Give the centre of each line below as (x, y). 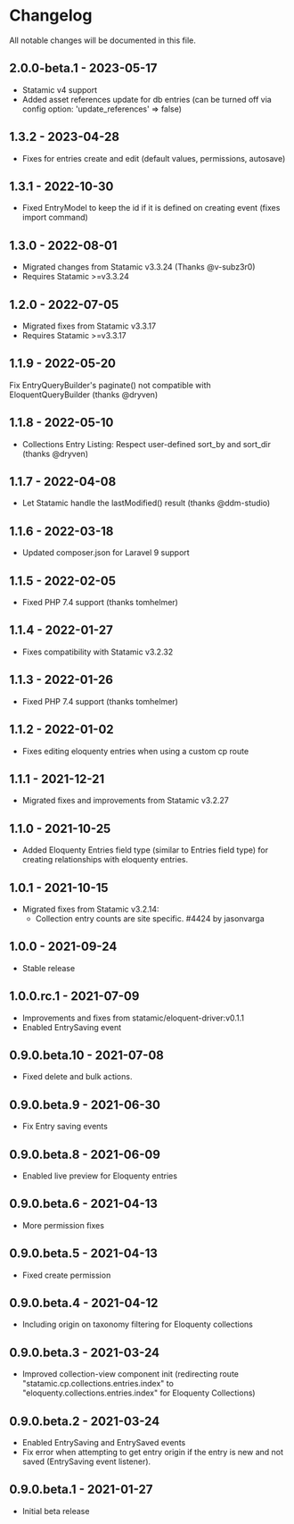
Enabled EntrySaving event (72, 1027)
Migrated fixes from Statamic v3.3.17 (89, 326)
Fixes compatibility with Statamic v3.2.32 (98, 652)
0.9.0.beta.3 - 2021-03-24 (85, 1352)
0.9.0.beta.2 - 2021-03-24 (85, 1421)
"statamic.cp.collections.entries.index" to (98, 1384)
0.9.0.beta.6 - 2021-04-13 (84, 1204)
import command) (55, 217)
